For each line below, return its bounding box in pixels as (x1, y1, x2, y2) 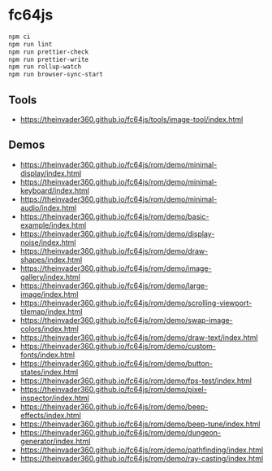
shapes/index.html (19, 255, 83, 264)
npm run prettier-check (8, 47, 89, 56)
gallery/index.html (19, 272, 81, 281)
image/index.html (19, 289, 79, 299)
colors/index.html (19, 324, 79, 334)
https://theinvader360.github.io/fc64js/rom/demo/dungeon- (19, 427, 222, 437)
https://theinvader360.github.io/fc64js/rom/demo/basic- (19, 212, 209, 221)
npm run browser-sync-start (8, 71, 104, 79)
